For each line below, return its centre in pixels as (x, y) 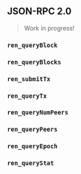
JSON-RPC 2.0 (39, 11)
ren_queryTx (27, 96)
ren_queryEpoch (33, 146)
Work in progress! (49, 28)
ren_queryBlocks (34, 62)
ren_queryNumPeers (38, 113)
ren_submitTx (29, 79)
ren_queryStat (31, 163)
